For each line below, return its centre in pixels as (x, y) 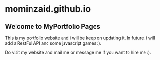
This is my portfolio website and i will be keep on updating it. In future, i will (80, 38)
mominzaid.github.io (48, 9)
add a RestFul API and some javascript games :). (53, 43)
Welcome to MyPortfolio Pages (53, 27)
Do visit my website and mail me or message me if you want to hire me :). (78, 52)
